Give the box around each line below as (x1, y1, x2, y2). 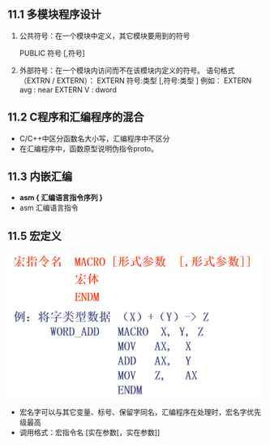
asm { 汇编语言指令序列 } (19, 193, 103, 203)
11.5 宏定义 (7, 229, 62, 242)
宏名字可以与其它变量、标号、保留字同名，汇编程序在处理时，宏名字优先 (19, 408, 261, 417)
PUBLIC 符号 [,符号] (19, 48, 86, 58)
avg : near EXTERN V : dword (19, 85, 117, 94)
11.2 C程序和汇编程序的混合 (7, 111, 144, 124)
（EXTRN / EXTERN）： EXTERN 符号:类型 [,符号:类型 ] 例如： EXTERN (19, 76, 252, 85)
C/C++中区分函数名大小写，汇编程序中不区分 (19, 133, 170, 143)
